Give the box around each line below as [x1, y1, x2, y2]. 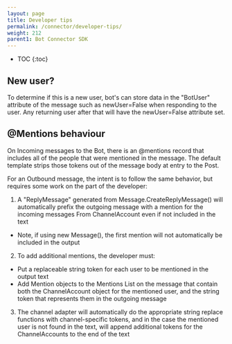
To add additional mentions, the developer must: [17, 251, 156, 260]
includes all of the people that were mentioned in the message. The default [7, 154, 222, 162]
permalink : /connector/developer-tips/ [7, 23, 123, 30]
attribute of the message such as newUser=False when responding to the [7, 100, 217, 109]
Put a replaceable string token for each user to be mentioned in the [17, 264, 209, 273]
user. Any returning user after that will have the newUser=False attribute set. [7, 108, 225, 116]
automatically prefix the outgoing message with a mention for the [17, 202, 204, 211]
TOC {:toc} [17, 55, 48, 63]
